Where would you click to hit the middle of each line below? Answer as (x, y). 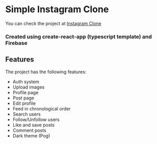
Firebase (16, 43)
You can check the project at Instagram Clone (54, 23)
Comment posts (30, 130)
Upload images (29, 87)
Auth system (26, 81)
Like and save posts (34, 125)
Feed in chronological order (42, 108)
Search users (27, 114)
